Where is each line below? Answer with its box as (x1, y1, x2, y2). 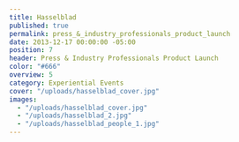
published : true (9, 21, 69, 30)
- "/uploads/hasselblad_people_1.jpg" (17, 120, 161, 129)
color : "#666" (9, 63, 62, 71)
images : (9, 94, 38, 104)
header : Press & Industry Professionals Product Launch (9, 54, 219, 63)
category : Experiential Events (9, 78, 124, 87)
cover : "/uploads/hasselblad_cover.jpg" (9, 86, 161, 95)
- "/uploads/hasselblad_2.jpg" (17, 111, 132, 120)
